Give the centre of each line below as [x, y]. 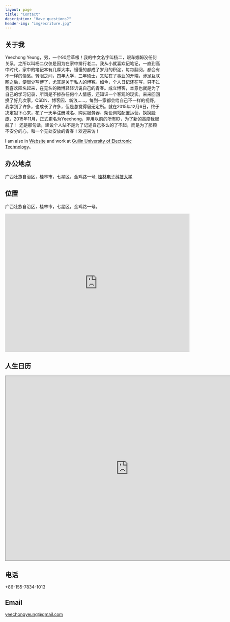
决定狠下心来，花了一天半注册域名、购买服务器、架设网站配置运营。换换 [78, 113]
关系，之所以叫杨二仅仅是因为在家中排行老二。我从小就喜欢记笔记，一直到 [80, 63]
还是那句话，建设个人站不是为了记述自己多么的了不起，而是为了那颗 [88, 125]
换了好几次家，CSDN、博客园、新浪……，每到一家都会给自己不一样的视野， [82, 100]
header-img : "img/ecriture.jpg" [38, 23]
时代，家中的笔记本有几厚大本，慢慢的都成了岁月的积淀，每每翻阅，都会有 [85, 70]
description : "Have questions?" [38, 19]
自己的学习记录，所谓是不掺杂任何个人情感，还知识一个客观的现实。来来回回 [83, 94]
